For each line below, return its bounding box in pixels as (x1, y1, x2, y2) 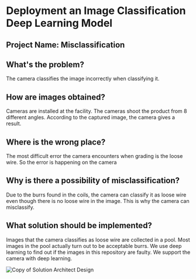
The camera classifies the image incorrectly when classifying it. (6, 75, 160, 82)
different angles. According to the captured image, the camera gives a (6, 114, 176, 121)
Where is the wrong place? (6, 137, 106, 147)
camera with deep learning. (6, 254, 73, 261)
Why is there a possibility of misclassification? (6, 175, 180, 185)
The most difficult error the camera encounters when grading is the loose (6, 153, 183, 160)
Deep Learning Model (6, 16, 113, 30)
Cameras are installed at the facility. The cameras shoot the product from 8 (6, 108, 187, 115)
